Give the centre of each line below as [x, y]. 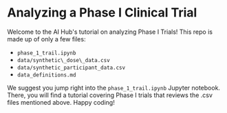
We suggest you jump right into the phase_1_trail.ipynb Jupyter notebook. [114, 88]
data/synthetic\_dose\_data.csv [63, 60]
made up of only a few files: [46, 39]
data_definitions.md [46, 75]
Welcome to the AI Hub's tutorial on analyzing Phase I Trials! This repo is [110, 32]
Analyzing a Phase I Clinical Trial [102, 13]
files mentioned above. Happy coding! [61, 102]
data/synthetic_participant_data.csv [71, 68]
